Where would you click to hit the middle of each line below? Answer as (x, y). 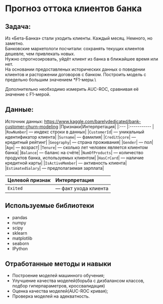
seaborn (20, 243)
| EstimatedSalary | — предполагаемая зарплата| (54, 168)
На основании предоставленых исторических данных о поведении (75, 69)
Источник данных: (24, 121)
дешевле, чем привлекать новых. (40, 54)
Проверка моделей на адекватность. (51, 296)
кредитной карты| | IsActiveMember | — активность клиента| (66, 163)
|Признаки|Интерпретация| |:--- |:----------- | (107, 126)
